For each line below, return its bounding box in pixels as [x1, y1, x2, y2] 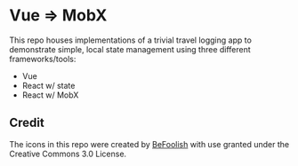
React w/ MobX [21, 90, 79, 100]
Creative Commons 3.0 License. [9, 148, 127, 159]
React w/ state [21, 80, 76, 91]
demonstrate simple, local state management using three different [9, 43, 251, 54]
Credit [9, 115, 44, 130]
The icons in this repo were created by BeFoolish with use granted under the [9, 138, 290, 149]
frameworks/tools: [9, 53, 77, 64]
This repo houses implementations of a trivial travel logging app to [9, 35, 252, 45]
